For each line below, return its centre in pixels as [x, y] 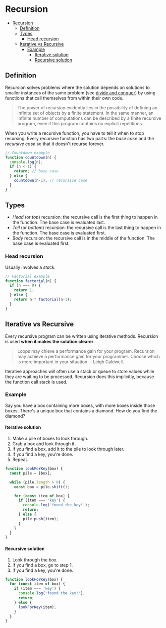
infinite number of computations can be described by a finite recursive [89, 118]
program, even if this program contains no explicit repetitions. [80, 123]
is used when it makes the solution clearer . [50, 341]
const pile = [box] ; [31, 473]
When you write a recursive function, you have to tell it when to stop [75, 133]
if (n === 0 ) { [25, 286]
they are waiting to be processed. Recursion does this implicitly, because [80, 377]
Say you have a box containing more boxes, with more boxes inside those [80, 405]
